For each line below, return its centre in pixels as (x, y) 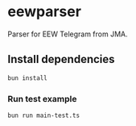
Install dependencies (61, 59)
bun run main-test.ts (44, 115)
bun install (27, 78)
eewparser (45, 12)
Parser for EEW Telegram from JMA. (68, 34)
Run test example (42, 99)
